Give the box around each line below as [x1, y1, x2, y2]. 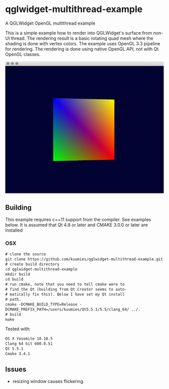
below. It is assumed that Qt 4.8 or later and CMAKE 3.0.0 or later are [5, 222, 148, 228]
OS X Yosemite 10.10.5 [5, 336, 53, 341]
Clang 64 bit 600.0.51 [5, 341, 53, 346]
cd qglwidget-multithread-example [5, 267, 78, 272]
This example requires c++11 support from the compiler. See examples [5, 216, 151, 222]
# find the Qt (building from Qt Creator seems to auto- [5, 287, 127, 292]
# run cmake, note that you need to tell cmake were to [5, 282, 125, 287]
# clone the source [5, 252, 46, 257]
